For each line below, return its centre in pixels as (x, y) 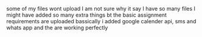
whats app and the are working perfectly (57, 27)
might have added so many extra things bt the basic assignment (87, 15)
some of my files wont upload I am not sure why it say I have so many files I (101, 9)
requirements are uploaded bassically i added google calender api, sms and (101, 21)
